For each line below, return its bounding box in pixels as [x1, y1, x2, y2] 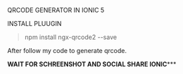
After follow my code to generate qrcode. [7, 47, 127, 54]
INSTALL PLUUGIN [7, 20, 62, 27]
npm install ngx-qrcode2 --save [24, 33, 118, 41]
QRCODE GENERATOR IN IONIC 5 [7, 6, 105, 14]
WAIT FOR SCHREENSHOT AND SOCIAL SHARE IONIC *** [7, 60, 177, 68]
